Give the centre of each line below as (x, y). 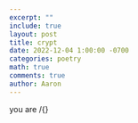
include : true (36, 26)
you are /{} (29, 109)
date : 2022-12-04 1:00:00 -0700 (69, 51)
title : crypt (33, 42)
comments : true (37, 76)
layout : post (33, 34)
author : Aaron (36, 84)
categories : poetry (45, 59)
